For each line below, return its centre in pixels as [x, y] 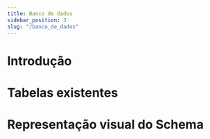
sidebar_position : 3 [37, 20]
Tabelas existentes [63, 93]
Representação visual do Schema [106, 124]
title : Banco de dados [40, 14]
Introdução [40, 61]
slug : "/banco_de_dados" [43, 26]
